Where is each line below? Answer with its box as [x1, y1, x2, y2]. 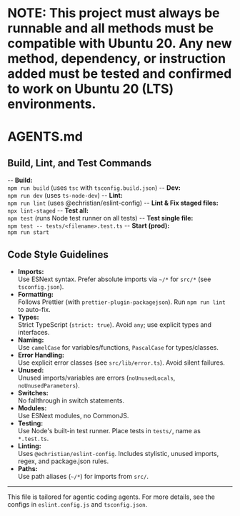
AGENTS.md [7, 128, 84, 145]
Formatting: [17, 290, 54, 298]
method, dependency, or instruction [7, 51, 226, 67]
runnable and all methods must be [7, 20, 214, 36]
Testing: [17, 419, 44, 428]
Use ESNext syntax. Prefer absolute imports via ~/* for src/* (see [17, 275, 211, 283]
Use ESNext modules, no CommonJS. [17, 412, 129, 420]
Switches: [17, 389, 49, 397]
